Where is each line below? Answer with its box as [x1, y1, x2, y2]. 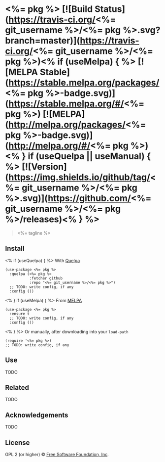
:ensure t [9, 311, 30, 316]
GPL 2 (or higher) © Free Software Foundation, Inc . [5, 452, 109, 457]
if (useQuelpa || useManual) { [28, 151, 151, 162]
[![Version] [22, 161, 67, 173]
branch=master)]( [5, 35, 80, 46]
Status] [94, 3, 126, 15]
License [5, 438, 30, 447]
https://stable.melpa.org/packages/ [8, 77, 160, 89]
